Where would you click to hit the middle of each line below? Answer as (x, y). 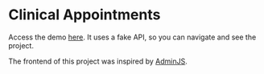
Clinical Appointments (85, 15)
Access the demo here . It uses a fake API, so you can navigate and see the (132, 37)
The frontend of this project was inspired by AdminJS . (98, 61)
